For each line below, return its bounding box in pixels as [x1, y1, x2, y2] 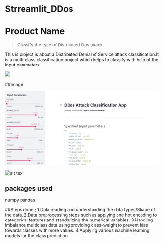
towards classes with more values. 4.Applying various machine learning [5, 227, 150, 233]
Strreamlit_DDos [5, 3, 73, 15]
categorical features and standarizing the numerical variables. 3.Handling [5, 217, 153, 223]
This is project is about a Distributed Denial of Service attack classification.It [5, 51, 159, 57]
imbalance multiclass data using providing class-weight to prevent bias [5, 222, 148, 228]
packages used [5, 184, 53, 193]
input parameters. [5, 62, 41, 68]
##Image [5, 82, 23, 88]
